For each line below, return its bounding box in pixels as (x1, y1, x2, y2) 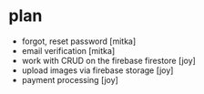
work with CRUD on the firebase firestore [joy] (21, 55, 197, 66)
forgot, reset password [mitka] (21, 36, 137, 47)
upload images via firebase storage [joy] (21, 65, 174, 76)
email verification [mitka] (21, 45, 116, 56)
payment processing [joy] (21, 74, 119, 85)
